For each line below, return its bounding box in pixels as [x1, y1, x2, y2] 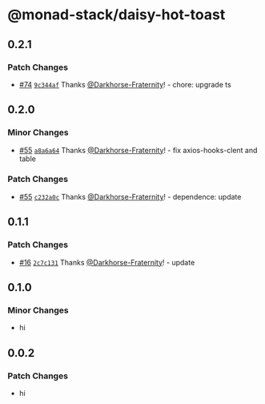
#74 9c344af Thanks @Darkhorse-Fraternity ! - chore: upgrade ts [18, 79, 231, 89]
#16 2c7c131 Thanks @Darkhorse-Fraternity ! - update [18, 257, 195, 267]
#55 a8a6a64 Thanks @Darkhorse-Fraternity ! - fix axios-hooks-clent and [18, 145, 258, 155]
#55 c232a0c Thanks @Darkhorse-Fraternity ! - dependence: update [18, 192, 242, 201]
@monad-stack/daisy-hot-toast [7, 6, 226, 24]
